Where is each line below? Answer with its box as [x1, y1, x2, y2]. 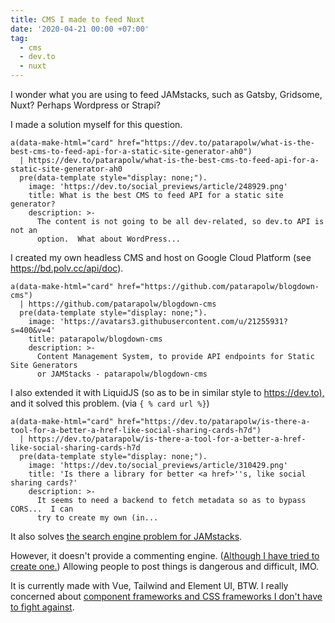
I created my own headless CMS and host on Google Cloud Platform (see [10, 252, 312, 263]
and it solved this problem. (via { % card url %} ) [10, 397, 210, 409]
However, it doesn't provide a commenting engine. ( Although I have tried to [10, 550, 320, 561]
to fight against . [10, 601, 75, 613]
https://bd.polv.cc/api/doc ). [10, 262, 124, 274]
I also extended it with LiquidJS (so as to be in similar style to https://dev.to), [10, 387, 325, 398]
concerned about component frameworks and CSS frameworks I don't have [10, 591, 323, 602]
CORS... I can [10, 504, 74, 514]
